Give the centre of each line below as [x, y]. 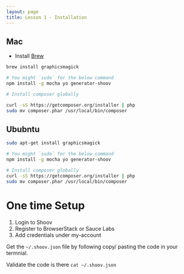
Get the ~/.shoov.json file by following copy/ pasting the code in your [92, 246]
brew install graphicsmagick [43, 67]
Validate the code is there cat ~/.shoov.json [61, 264]
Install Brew [29, 56]
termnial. [17, 253]
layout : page [22, 12]
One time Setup [46, 205]
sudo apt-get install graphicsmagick [53, 143]
